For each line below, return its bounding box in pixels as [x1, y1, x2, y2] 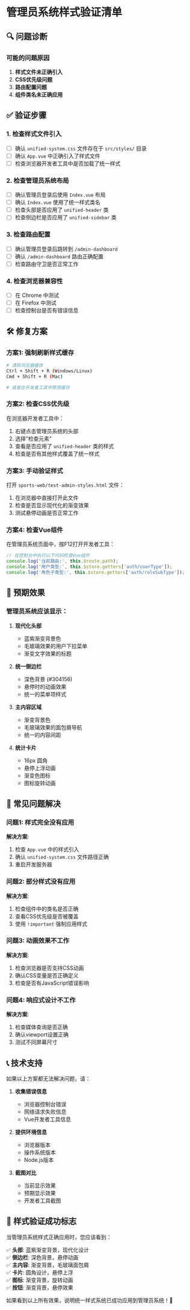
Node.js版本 [23, 1156, 54, 1163]
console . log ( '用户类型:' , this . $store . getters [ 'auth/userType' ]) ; [6, 564, 173, 570]
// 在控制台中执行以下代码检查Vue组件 [6, 552, 90, 559]
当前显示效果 [23, 1182, 56, 1189]
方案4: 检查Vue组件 [6, 525, 63, 534]
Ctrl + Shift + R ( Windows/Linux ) [6, 368, 93, 374]
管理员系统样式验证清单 [6, 5, 123, 19]
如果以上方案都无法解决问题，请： [6, 1075, 91, 1082]
